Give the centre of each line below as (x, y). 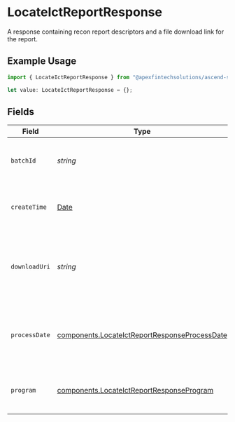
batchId (23, 161)
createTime (29, 207)
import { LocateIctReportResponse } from (69, 77)
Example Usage (42, 61)
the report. (23, 39)
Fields (21, 112)
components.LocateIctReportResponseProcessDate (142, 335)
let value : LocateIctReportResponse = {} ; (70, 90)
